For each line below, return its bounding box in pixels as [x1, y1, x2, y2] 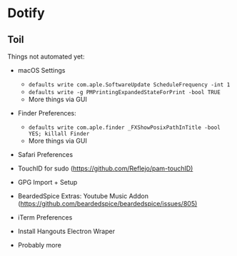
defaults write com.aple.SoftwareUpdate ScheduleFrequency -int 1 [28, 81, 231, 88]
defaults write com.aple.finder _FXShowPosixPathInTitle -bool [28, 124, 221, 131]
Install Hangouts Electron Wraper [17, 227, 116, 235]
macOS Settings [17, 66, 66, 74]
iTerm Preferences [17, 213, 73, 222]
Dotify [7, 5, 45, 21]
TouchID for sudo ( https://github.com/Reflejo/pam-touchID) [17, 164, 193, 173]
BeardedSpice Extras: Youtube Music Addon [17, 192, 148, 200]
